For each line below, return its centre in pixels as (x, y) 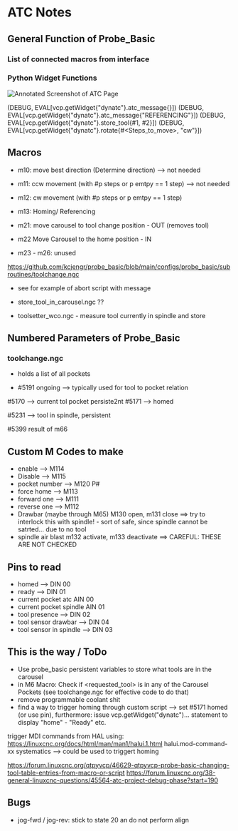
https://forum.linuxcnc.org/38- (171, 773)
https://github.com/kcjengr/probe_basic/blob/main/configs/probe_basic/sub (119, 266)
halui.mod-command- (196, 743)
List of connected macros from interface (79, 59)
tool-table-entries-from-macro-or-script (66, 773)
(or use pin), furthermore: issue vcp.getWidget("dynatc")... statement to (123, 715)
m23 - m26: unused (47, 253)
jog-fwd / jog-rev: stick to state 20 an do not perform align (103, 820)
